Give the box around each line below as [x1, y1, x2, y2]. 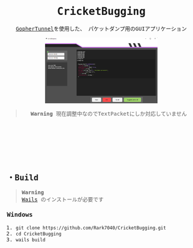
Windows [7, 211, 33, 219]
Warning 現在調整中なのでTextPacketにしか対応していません [30, 110, 188, 117]
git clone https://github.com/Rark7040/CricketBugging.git [15, 225, 167, 231]
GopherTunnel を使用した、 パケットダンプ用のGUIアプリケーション [15, 25, 188, 32]
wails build [15, 237, 46, 243]
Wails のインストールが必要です [21, 196, 104, 202]
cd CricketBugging [15, 231, 62, 237]
